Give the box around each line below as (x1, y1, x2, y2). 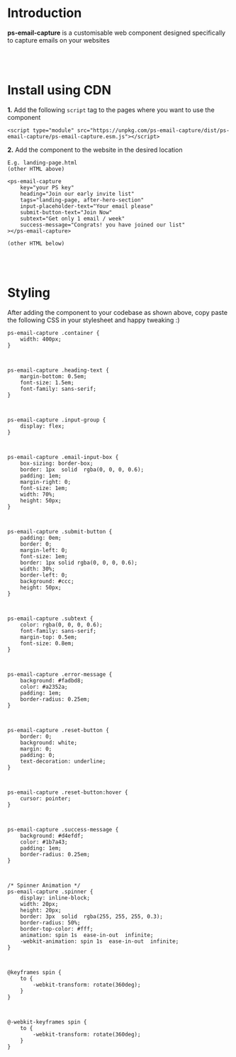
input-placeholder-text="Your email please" (20, 202, 154, 210)
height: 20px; (20, 907, 62, 914)
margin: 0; (20, 745, 52, 753)
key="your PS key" (20, 184, 74, 191)
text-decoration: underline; (20, 758, 106, 765)
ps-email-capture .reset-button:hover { (7, 789, 129, 796)
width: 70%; (20, 491, 55, 498)
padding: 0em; (20, 534, 62, 541)
